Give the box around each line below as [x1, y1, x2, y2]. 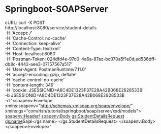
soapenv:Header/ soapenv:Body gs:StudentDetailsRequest [5, 113, 125, 119]
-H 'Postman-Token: [5, 56, 46, 62]
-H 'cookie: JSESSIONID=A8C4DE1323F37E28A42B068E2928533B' [5, 87, 144, 93]
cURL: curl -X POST [5, 20, 45, 25]
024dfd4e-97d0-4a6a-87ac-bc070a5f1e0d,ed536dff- [47, 56, 157, 62]
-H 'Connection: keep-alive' [5, 40, 62, 46]
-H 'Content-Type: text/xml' [5, 45, 61, 51]
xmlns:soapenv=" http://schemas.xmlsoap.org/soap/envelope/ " [5, 103, 133, 109]
